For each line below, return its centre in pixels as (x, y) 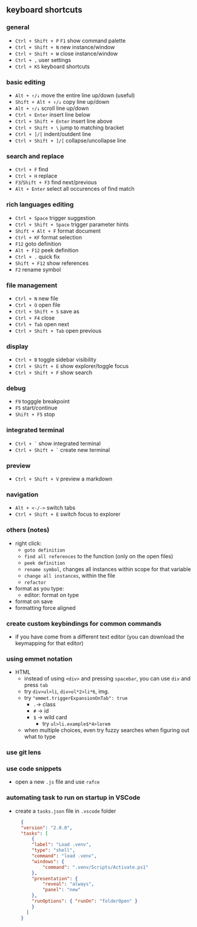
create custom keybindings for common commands (84, 623)
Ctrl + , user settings (43, 60)
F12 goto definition (38, 244)
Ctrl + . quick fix (38, 256)
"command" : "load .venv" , (64, 856)
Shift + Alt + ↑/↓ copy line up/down (62, 101)
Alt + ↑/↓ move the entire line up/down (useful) (75, 95)
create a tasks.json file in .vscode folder (65, 811)
